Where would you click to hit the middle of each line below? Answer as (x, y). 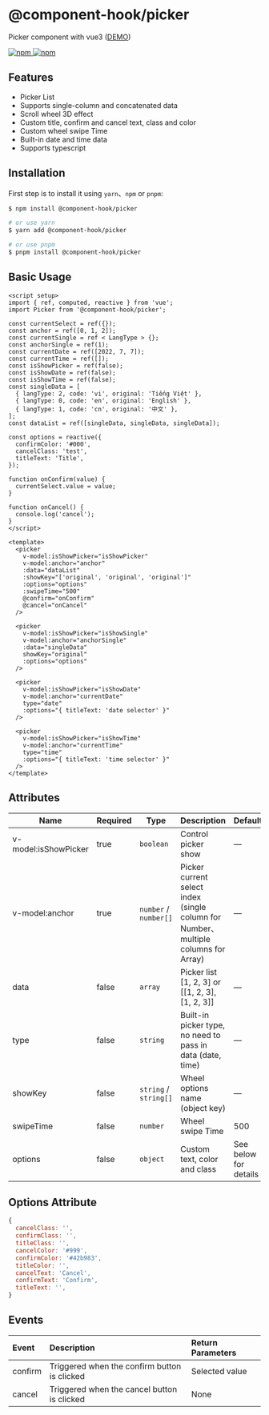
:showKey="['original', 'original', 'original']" (107, 577)
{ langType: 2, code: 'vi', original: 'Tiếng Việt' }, (109, 394)
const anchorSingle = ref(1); (59, 345)
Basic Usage (40, 277)
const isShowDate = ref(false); (62, 373)
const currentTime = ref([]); (59, 359)
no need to (201, 1035)
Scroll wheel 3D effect (56, 114)
